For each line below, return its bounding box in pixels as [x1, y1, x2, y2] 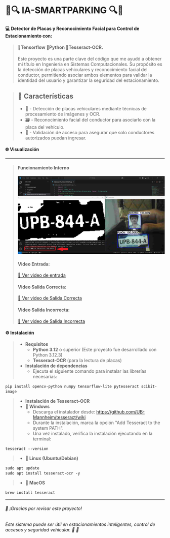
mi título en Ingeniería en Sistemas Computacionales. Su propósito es [17, 61, 163, 67]
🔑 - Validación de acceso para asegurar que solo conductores [25, 129, 155, 135]
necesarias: [32, 373, 57, 379]
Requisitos [25, 341, 49, 347]
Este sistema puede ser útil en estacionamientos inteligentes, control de [5, 521, 155, 527]
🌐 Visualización [5, 146, 39, 153]
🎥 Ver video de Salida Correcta [17, 295, 82, 301]
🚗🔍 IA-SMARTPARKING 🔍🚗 [5, 5, 123, 16]
